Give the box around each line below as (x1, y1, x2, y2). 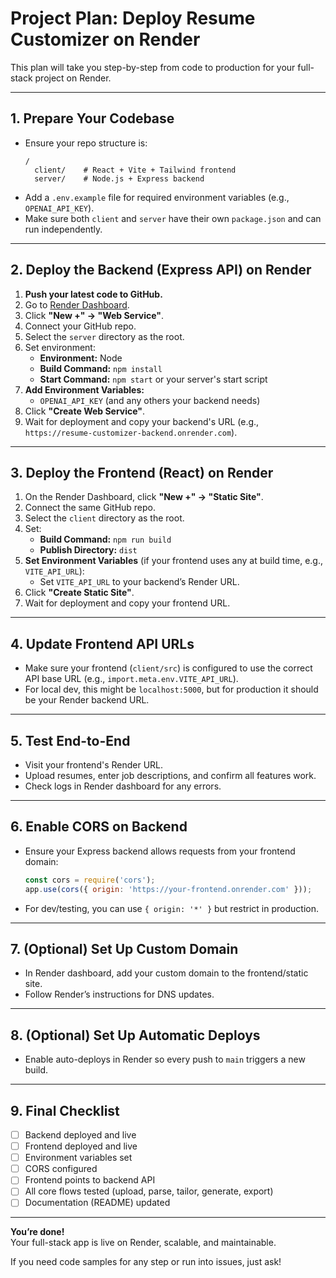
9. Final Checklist (10, 1102, 120, 1119)
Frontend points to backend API (24, 1174, 156, 1186)
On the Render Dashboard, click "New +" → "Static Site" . (24, 491, 264, 503)
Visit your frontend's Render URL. (24, 759, 164, 771)
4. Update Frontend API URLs (10, 635, 195, 652)
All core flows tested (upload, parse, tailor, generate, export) (24, 1185, 274, 1197)
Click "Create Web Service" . (24, 405, 146, 417)
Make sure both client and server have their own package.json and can (24, 212, 322, 224)
